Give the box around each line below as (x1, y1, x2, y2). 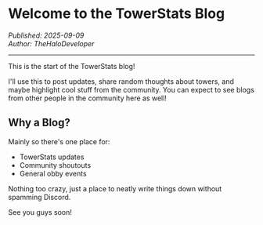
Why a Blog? (8, 116, 70, 129)
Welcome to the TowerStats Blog (8, 5, 225, 23)
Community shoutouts (19, 160, 92, 169)
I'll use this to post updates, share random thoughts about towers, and (8, 76, 235, 86)
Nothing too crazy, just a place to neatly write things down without (8, 183, 222, 193)
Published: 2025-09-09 (8, 31, 85, 40)
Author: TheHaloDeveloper (8, 38, 95, 48)
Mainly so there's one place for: (8, 136, 110, 146)
